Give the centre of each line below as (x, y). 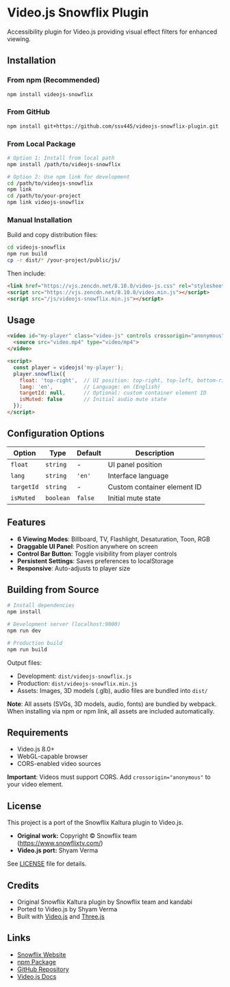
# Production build (35, 643)
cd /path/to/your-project (44, 196)
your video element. (35, 784)
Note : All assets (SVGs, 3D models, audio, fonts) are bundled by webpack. (112, 704)
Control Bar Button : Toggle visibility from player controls (97, 554)
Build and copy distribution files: (52, 235)
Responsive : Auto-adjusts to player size (74, 568)
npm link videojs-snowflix (46, 203)
